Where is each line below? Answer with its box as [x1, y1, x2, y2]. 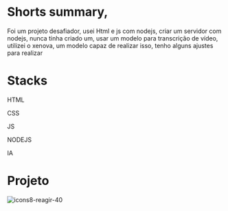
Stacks [7, 73, 48, 89]
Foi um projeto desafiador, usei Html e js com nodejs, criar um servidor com [7, 27, 222, 35]
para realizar [7, 49, 43, 57]
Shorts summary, [7, 4, 109, 20]
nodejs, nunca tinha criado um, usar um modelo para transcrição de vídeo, [7, 34, 218, 42]
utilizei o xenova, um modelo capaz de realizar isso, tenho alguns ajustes [7, 41, 214, 49]
